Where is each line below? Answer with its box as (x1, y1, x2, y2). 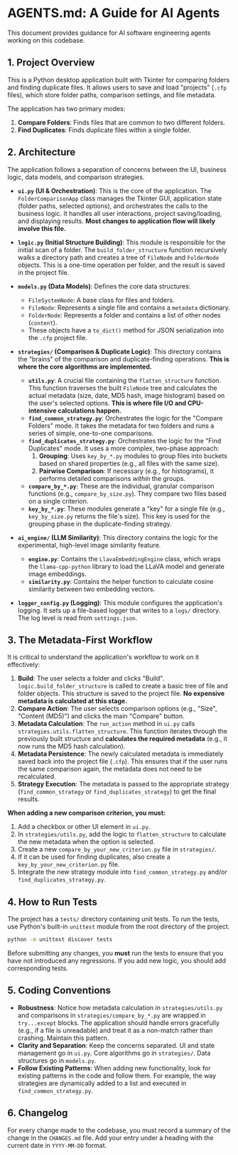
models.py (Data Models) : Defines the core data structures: (17, 282, 191, 291)
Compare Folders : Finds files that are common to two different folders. (17, 118, 226, 126)
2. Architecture (7, 146, 76, 158)
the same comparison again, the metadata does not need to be (17, 765, 202, 774)
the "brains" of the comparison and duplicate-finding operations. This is (17, 354, 229, 363)
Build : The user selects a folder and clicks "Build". (17, 674, 165, 683)
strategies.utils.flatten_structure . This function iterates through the (17, 727, 227, 736)
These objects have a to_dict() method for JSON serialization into (28, 325, 225, 335)
